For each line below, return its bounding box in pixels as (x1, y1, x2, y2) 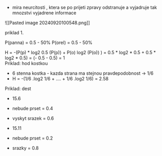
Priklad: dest (5, 85, 31, 92)
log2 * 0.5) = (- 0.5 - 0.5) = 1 (5, 55, 65, 61)
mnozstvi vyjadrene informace (12, 10, 77, 16)
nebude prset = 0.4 (12, 105, 53, 112)
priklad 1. (5, 30, 24, 35)
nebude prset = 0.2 (12, 135, 53, 141)
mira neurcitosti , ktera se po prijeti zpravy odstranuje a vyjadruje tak (12, 5, 157, 10)
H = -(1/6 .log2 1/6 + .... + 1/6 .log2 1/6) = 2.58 (12, 76, 109, 81)
